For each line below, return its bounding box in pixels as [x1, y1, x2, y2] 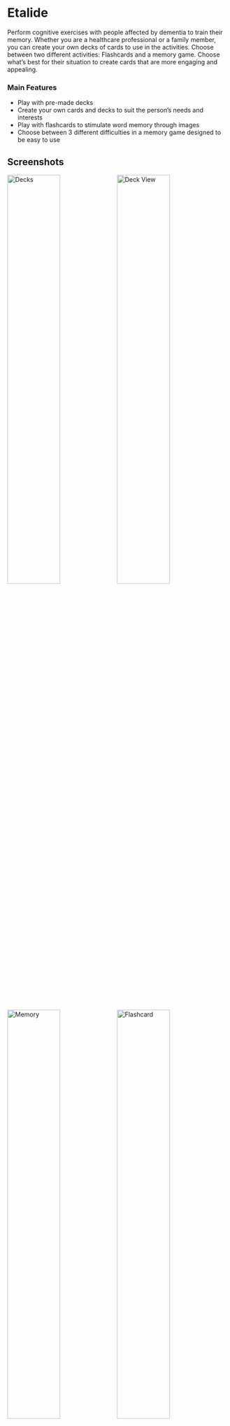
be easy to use [17, 136, 61, 144]
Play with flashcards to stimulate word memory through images [17, 121, 200, 129]
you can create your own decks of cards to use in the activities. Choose [7, 43, 215, 51]
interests [17, 113, 43, 122]
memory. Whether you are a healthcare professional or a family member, [7, 35, 217, 43]
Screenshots [7, 156, 64, 168]
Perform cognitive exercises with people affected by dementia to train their [7, 28, 223, 36]
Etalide [7, 5, 49, 21]
